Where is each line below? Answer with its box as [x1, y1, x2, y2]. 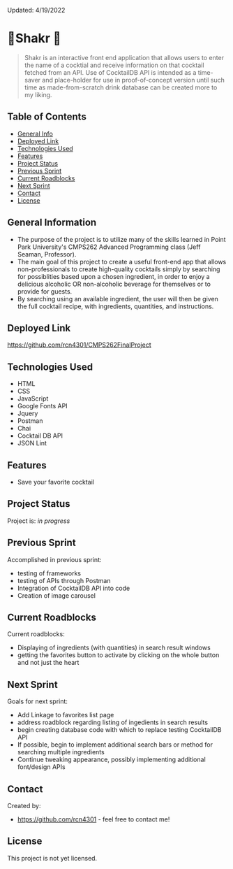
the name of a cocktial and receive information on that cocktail [24, 61, 204, 69]
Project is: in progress [7, 517, 70, 525]
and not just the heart [17, 659, 80, 667]
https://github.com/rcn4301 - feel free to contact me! [17, 815, 170, 824]
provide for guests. [17, 287, 73, 296]
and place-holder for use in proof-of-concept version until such [41, 76, 225, 84]
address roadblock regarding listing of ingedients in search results [17, 718, 208, 726]
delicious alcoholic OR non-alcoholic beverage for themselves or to [17, 280, 211, 288]
